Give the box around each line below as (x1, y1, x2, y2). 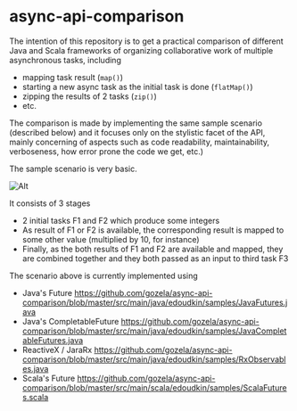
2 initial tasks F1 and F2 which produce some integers (21, 215, 220, 226)
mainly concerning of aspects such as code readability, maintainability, (9, 136, 270, 147)
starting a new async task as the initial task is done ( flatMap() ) (21, 81, 253, 92)
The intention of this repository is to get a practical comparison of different (9, 36, 284, 46)
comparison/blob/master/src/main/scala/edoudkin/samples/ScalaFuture (21, 382, 287, 393)
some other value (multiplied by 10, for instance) (21, 234, 200, 244)
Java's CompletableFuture (21, 316, 120, 326)
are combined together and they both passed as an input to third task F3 (21, 252, 289, 264)
